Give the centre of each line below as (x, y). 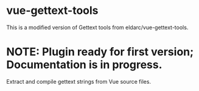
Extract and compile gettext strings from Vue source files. (79, 81)
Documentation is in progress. (84, 65)
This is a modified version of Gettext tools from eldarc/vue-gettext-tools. (97, 27)
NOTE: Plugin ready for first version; (100, 52)
